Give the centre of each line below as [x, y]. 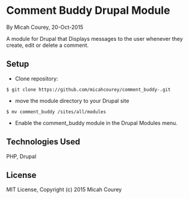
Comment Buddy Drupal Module [88, 11]
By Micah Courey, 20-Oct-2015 [45, 27]
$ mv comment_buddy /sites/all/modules [56, 112]
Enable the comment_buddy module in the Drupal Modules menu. [96, 123]
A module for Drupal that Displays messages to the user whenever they [95, 38]
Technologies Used [43, 142]
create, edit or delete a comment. [48, 45]
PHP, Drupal [21, 156]
